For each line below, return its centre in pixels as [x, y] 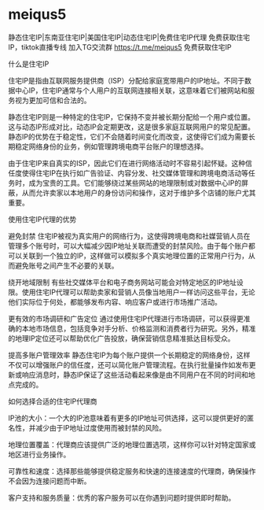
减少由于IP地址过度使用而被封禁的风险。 [101, 427]
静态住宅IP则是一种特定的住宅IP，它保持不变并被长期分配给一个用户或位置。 [132, 116]
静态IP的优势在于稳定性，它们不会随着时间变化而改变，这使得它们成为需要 [128, 136]
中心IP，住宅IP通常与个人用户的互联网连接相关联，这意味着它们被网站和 [131, 90]
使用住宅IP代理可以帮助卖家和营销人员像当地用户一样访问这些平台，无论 [138, 292]
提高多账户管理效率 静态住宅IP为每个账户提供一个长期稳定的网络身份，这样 [129, 355]
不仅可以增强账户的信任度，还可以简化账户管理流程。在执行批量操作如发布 [128, 364]
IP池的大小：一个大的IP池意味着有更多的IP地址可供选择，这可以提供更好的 [128, 418]
